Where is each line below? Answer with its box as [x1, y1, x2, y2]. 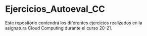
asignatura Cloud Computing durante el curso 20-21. [5, 25, 112, 31]
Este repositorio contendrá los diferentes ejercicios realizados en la [5, 20, 143, 26]
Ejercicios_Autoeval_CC [5, 3, 105, 15]
